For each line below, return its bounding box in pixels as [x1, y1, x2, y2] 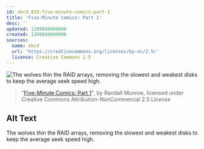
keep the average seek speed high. [6, 136, 95, 143]
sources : [6, 37, 29, 43]
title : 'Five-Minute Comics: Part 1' [6, 15, 102, 21]
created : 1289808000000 [6, 32, 67, 38]
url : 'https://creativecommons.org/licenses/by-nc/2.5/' [12, 49, 160, 55]
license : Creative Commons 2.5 [12, 54, 91, 60]
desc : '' [6, 20, 29, 26]
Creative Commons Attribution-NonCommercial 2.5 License [21, 95, 171, 103]
